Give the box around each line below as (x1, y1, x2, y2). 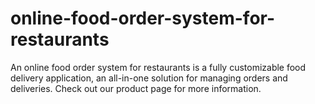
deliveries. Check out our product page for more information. (10, 82, 262, 94)
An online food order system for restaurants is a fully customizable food (10, 61, 307, 73)
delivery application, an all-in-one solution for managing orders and (10, 72, 288, 84)
